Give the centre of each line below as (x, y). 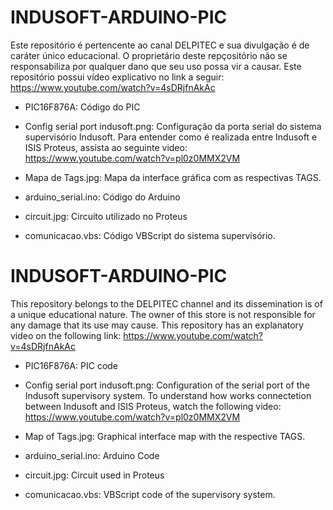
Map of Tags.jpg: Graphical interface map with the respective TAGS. (165, 436)
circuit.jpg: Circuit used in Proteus (94, 475)
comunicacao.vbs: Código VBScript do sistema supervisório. (150, 235)
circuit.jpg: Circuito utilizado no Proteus (106, 216)
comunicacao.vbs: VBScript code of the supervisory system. (150, 494)
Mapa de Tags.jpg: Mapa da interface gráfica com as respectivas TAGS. (173, 177)
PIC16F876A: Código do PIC (82, 107)
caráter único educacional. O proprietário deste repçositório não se (149, 55)
